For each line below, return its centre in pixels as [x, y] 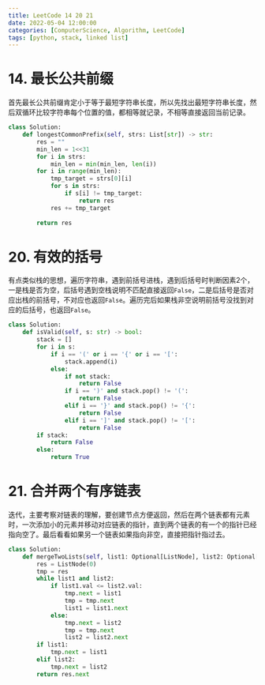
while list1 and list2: [75, 579]
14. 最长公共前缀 [61, 79]
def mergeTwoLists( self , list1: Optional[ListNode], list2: [123, 557]
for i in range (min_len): [79, 171]
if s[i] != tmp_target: [104, 194]
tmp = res [52, 571]
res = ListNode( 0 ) [67, 564]
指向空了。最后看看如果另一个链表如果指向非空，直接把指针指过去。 [119, 534]
